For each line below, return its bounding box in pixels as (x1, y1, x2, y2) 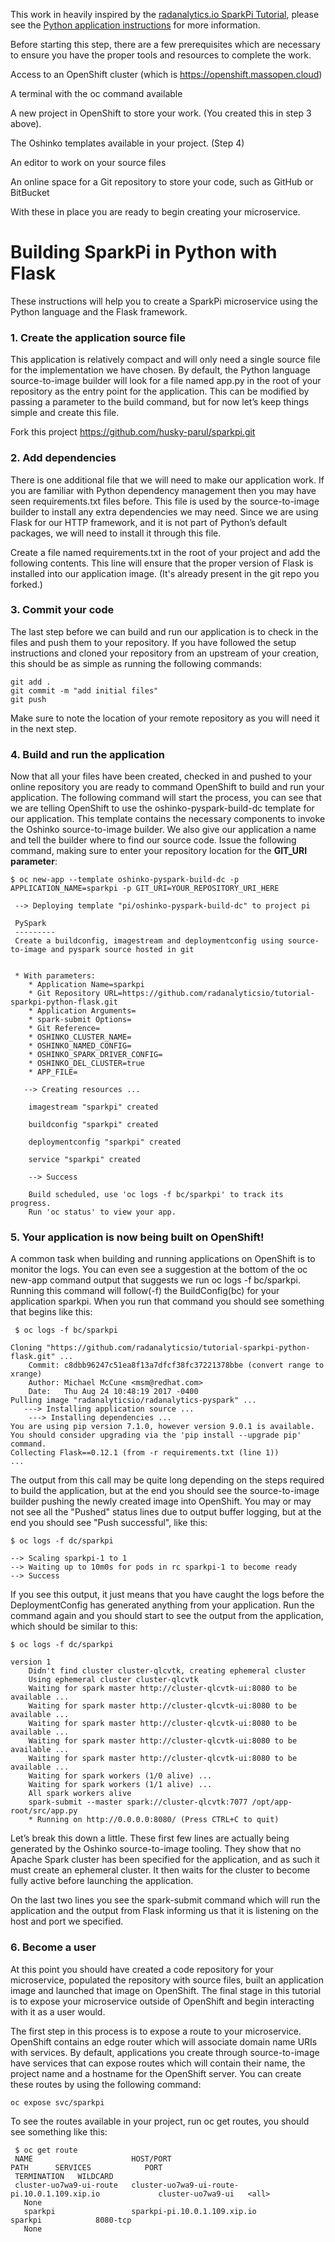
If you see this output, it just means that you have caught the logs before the (10, 1589, 325, 1601)
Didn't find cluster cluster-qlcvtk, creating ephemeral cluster (28, 1666, 307, 1676)
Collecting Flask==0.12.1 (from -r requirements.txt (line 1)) (10, 1448, 280, 1458)
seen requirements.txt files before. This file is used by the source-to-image (10, 495, 320, 507)
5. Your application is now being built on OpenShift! (10, 1230, 265, 1244)
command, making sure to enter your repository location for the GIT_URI (10, 845, 308, 857)
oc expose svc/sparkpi (10, 2097, 105, 2108)
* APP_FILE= (28, 1067, 78, 1078)
